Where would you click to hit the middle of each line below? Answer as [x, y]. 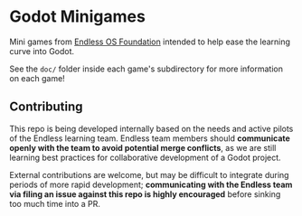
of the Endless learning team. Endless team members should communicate [150, 138]
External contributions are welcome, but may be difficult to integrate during [149, 174]
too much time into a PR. [55, 203]
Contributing [46, 107]
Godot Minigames [78, 17]
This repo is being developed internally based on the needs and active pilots [151, 128]
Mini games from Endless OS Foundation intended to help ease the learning [150, 42]
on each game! [37, 78]
